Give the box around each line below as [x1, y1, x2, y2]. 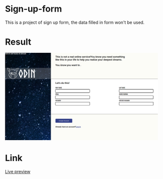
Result [5, 36, 32, 48]
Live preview [5, 168, 31, 174]
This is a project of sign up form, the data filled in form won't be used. [5, 19, 145, 25]
